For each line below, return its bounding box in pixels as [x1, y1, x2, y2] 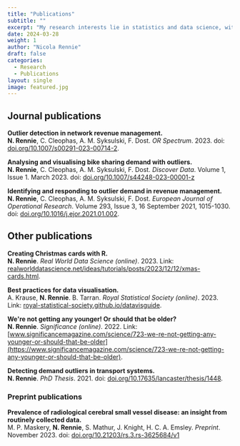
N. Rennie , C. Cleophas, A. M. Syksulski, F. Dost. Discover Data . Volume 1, [7, 166, 226, 174]
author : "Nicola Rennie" [7, 44, 81, 51]
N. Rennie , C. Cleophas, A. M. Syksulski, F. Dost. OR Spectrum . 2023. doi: [7, 136, 225, 145]
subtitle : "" [7, 17, 46, 24]
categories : [7, 57, 43, 64]
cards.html [7, 272, 39, 280]
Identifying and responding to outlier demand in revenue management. [7, 187, 223, 196]
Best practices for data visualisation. [7, 285, 119, 294]
